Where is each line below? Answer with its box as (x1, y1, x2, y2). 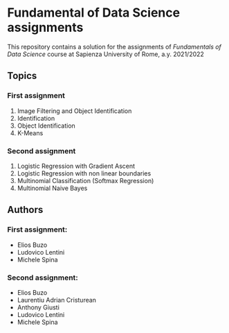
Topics (7, 70, 37, 82)
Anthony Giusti (17, 303, 60, 311)
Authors (7, 204, 44, 216)
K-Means (17, 128, 44, 137)
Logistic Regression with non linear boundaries (17, 169, 152, 178)
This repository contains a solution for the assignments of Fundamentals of (7, 42, 221, 51)
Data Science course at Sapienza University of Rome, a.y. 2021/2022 (7, 50, 204, 58)
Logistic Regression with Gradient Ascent (17, 162, 136, 170)
